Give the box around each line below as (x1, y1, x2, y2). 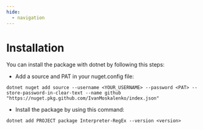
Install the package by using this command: (15, 106, 125, 114)
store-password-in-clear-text (6, 90, 84, 96)
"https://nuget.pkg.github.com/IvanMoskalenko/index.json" (6, 95, 160, 101)
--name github (85, 90, 121, 96)
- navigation (12, 15, 45, 21)
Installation (6, 41, 65, 55)
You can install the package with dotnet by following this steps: (6, 61, 165, 68)
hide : (6, 9, 20, 15)
